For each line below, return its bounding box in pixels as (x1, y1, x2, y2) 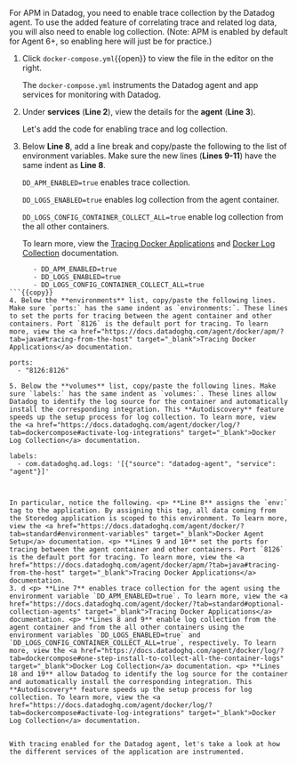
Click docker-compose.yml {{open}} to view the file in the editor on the (21, 53, 274, 63)
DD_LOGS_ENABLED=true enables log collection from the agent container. (21, 195, 280, 205)
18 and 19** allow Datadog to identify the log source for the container (9, 670, 289, 679)
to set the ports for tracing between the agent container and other (9, 311, 273, 320)
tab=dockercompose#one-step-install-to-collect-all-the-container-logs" (9, 654, 285, 663)
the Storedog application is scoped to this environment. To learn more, (9, 514, 289, 523)
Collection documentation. (21, 248, 120, 258)
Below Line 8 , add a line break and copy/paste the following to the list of (21, 141, 287, 151)
